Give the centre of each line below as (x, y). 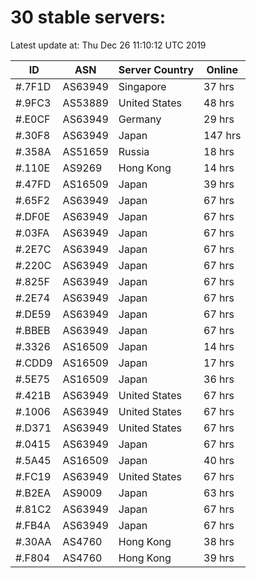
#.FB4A (33, 525)
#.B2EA (33, 493)
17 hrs (219, 363)
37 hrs (219, 86)
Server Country (156, 69)
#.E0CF (33, 119)
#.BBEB (33, 330)
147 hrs (222, 135)
